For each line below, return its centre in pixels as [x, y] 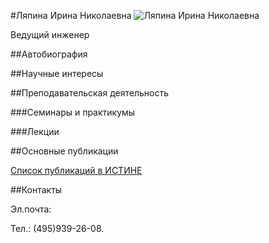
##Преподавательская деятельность [89, 93]
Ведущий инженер [50, 34]
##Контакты [36, 189]
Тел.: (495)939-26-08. [57, 228]
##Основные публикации [64, 151]
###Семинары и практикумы [73, 112]
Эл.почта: [31, 209]
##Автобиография [49, 54]
